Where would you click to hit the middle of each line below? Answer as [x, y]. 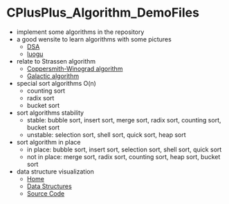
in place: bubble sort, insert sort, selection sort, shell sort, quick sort [124, 149]
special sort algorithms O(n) [56, 83]
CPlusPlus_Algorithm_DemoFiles [103, 13]
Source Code [46, 193]
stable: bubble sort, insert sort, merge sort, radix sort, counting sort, [124, 120]
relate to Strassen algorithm [56, 61]
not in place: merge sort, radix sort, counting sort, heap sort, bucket [123, 156]
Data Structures [49, 186]
